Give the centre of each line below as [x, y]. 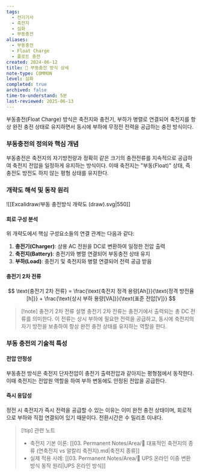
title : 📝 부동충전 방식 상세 [38, 68]
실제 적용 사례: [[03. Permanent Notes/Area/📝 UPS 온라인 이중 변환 [110, 458]
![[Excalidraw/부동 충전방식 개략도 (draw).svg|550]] [68, 204]
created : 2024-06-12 [32, 62]
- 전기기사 [23, 17]
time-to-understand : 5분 [37, 96]
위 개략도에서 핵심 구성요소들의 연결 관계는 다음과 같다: [70, 234]
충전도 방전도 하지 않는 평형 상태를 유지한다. [58, 173]
